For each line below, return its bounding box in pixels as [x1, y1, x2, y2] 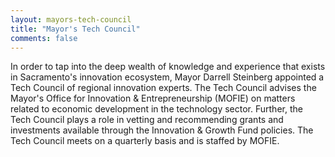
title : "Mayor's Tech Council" [10, 24, 141, 34]
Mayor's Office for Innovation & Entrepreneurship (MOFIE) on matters [10, 92, 296, 105]
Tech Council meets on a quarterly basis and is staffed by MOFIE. [10, 135, 280, 147]
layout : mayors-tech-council [10, 14, 132, 25]
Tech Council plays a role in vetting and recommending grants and [10, 114, 284, 126]
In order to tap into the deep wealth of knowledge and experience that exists [10, 61, 326, 73]
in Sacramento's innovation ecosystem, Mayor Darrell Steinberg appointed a [10, 71, 325, 83]
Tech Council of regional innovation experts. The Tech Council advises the [10, 82, 317, 94]
